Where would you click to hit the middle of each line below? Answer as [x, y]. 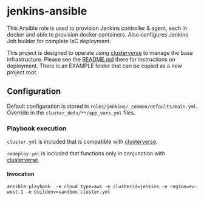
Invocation [21, 174]
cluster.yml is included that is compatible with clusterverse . [82, 142]
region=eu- [184, 187]
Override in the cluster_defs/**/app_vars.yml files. [71, 112]
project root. [22, 72]
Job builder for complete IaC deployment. [59, 41]
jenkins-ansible [47, 11]
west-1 [15, 192]
